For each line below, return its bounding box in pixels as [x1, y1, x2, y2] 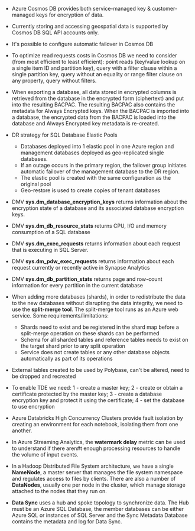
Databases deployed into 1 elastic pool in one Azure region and [20, 143, 174, 150]
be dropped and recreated [11, 373, 76, 380]
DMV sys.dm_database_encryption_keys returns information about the [11, 198, 188, 205]
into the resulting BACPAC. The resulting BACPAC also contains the [11, 101, 175, 108]
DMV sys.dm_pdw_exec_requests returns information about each [11, 258, 174, 265]
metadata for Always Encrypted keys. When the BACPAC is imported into [11, 108, 190, 114]
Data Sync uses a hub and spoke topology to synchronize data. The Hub [11, 499, 189, 506]
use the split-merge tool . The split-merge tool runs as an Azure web [11, 306, 178, 313]
